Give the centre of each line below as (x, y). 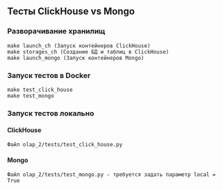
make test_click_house (40, 90)
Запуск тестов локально (51, 113)
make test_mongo (31, 96)
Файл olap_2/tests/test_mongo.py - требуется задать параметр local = (111, 175)
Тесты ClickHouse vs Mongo (71, 11)
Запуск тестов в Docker (49, 75)
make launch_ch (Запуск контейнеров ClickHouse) (79, 46)
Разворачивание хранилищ (56, 31)
